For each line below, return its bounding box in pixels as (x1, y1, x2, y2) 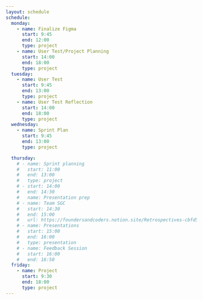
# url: (16, 217, 39, 223)
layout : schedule (5, 8, 50, 15)
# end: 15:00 (16, 212, 55, 218)
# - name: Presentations (16, 222, 79, 229)
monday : (11, 20, 31, 26)
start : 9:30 (21, 273, 52, 279)
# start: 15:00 (16, 228, 61, 235)
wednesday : (11, 122, 39, 128)
